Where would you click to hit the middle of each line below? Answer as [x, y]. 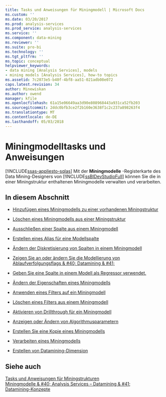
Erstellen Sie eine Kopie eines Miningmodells [59, 331]
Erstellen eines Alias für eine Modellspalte [56, 239]
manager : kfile [21, 98]
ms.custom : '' [20, 15]
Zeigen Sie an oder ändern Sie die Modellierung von [66, 258]
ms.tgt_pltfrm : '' [24, 56]
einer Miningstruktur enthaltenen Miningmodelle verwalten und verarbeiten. [83, 181]
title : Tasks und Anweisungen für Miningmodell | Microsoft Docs [75, 10]
